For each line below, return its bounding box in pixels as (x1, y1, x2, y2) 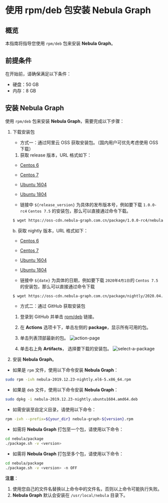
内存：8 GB (12, 87, 37, 93)
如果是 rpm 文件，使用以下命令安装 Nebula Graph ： (12, 367, 119, 373)
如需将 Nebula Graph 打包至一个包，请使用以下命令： (12, 426, 124, 432)
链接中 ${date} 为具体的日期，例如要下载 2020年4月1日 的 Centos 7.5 (20, 277, 158, 283)
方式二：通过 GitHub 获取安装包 (20, 303, 86, 309)
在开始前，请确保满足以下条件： (5, 71, 71, 77)
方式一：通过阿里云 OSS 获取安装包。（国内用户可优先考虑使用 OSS (20, 139, 158, 146)
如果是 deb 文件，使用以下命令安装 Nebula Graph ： (12, 387, 119, 393)
